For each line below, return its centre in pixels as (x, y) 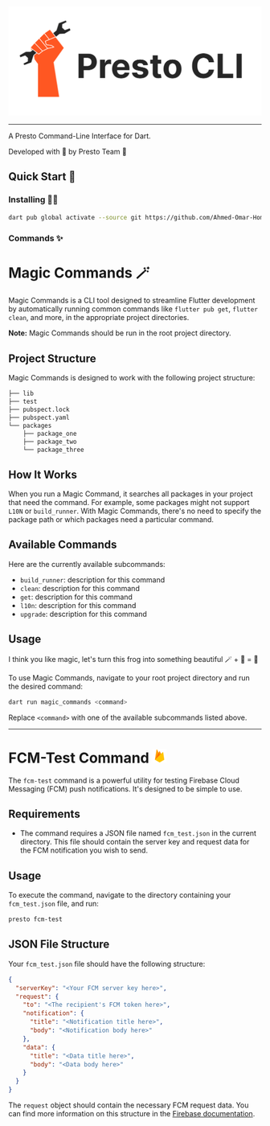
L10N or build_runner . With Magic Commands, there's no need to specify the (135, 511)
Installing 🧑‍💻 (33, 199)
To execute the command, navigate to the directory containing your (120, 895)
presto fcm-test (35, 919)
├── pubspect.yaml (39, 418)
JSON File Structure (59, 945)
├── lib (21, 394)
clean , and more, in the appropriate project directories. (99, 318)
